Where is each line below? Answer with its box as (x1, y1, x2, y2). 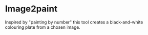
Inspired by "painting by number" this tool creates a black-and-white (5, 19, 143, 25)
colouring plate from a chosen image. (5, 24, 81, 30)
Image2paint (5, 3, 58, 14)
